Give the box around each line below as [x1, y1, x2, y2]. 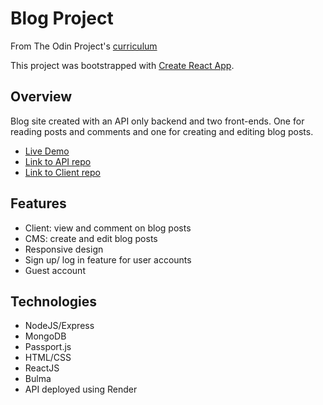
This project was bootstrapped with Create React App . [10, 59, 235, 71]
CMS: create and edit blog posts [24, 232, 158, 244]
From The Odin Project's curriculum [10, 40, 158, 52]
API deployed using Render [24, 383, 138, 396]
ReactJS [24, 362, 60, 374]
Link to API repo [24, 155, 92, 167]
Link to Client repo [24, 166, 101, 178]
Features [10, 195, 67, 212]
